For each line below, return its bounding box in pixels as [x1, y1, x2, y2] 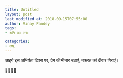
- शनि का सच [5, 30, 28, 35]
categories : [5, 39, 30, 44]
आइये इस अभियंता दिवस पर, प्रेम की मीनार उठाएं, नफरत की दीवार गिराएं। [5, 57, 119, 63]
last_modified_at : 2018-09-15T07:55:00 [5, 16, 88, 21]
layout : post [5, 12, 32, 17]
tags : [5, 26, 16, 31]
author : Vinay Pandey [5, 21, 50, 26]
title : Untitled [5, 7, 39, 12]
